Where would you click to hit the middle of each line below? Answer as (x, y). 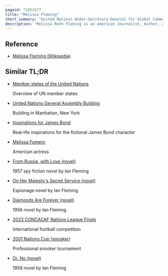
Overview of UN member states (45, 93)
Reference (22, 44)
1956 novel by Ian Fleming (39, 209)
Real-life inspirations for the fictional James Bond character (74, 132)
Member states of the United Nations (50, 83)
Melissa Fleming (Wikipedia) (41, 56)
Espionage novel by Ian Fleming (45, 190)
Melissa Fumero (29, 142)
